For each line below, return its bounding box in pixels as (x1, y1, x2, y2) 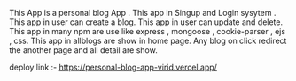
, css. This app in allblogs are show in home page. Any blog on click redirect (9, 35, 287, 46)
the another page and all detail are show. (9, 45, 158, 55)
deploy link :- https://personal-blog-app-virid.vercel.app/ (9, 62, 217, 72)
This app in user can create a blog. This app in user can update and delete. (9, 17, 284, 27)
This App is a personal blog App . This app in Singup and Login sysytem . (9, 8, 277, 18)
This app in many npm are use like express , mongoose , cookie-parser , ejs (9, 26, 286, 36)
